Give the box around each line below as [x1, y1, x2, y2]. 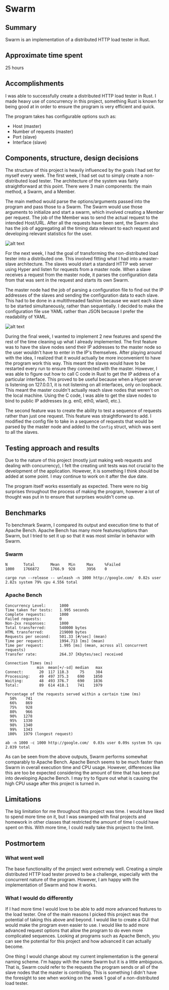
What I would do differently [5, 894, 73, 902]
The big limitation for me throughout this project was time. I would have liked [5, 808, 164, 815]
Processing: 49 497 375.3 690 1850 [5, 673, 102, 679]
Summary [5, 23, 37, 32]
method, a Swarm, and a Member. [5, 189, 76, 195]
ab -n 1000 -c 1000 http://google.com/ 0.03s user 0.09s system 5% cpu [5, 740, 161, 745]
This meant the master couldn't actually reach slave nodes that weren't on [5, 387, 160, 393]
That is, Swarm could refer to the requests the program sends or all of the [5, 964, 158, 970]
